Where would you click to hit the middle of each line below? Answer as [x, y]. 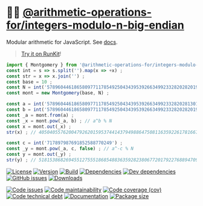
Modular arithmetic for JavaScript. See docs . [62, 42]
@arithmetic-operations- [87, 12]
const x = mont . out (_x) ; [39, 127]
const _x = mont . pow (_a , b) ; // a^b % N [59, 121]
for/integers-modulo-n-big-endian [95, 25]
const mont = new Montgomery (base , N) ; [58, 93]
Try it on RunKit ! [41, 53]
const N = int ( [25, 87]
